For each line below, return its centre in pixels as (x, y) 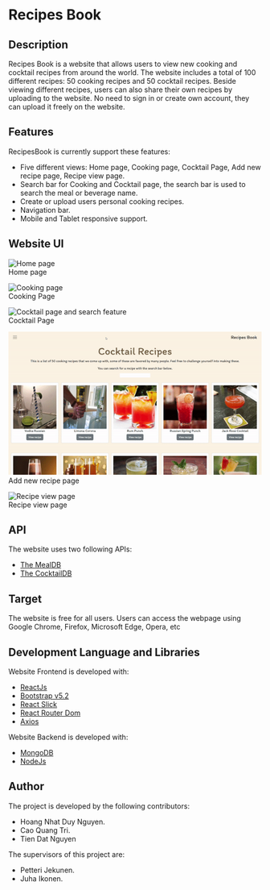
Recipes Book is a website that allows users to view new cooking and (123, 64)
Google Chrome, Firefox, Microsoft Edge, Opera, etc (94, 627)
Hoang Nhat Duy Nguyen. (63, 821)
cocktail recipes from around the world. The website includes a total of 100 (132, 73)
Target (25, 599)
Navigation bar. (45, 210)
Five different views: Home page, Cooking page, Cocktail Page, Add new (140, 167)
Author (26, 786)
